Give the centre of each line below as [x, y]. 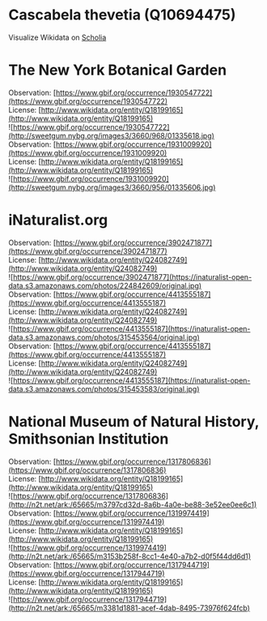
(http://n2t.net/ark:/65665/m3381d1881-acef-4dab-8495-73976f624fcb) [129, 608]
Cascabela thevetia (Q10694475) [122, 15]
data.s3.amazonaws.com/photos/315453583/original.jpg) [104, 389]
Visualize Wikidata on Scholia [57, 37]
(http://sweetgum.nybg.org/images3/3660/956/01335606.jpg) [112, 187]
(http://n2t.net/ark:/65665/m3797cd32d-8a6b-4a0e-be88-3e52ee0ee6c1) [133, 504]
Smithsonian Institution [89, 439]
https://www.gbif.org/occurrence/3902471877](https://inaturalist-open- [133, 276]
